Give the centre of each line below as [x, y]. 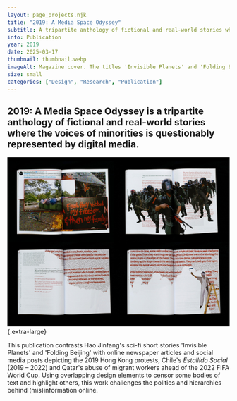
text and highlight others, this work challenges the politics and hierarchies [115, 383]
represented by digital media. [73, 144]
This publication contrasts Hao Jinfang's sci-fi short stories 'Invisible [107, 345]
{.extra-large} [27, 332]
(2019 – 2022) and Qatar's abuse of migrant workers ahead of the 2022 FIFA [119, 368]
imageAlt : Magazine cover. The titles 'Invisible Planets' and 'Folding [116, 67]
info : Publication [34, 37]
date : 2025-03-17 [33, 52]
